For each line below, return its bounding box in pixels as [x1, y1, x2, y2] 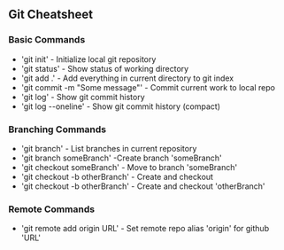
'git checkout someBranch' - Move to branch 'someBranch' [20, 161, 238, 172]
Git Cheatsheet [8, 7, 94, 22]
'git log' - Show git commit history [20, 91, 145, 102]
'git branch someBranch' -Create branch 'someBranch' [20, 152, 222, 163]
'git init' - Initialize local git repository [20, 53, 157, 65]
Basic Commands [8, 34, 86, 46]
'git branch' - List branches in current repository [20, 143, 197, 153]
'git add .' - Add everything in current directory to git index [20, 73, 234, 83]
